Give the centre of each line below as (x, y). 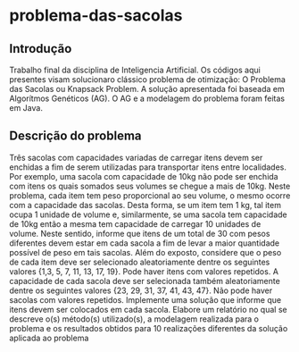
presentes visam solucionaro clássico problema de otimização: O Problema (147, 80)
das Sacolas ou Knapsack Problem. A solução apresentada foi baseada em (147, 89)
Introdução (41, 49)
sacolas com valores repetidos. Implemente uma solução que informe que (145, 299)
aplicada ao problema (49, 338)
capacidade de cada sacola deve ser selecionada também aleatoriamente (145, 281)
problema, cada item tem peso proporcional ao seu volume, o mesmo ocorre (150, 195)
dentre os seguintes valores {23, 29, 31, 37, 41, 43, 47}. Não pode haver (141, 290)
